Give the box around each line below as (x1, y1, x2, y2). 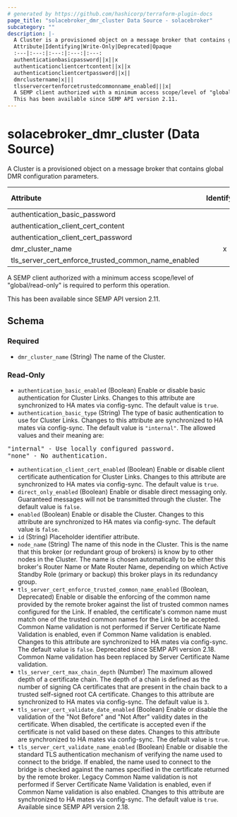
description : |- (7, 30, 55, 37)
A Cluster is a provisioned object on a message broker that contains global (7, 164, 224, 173)
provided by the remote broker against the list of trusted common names (17, 600, 229, 608)
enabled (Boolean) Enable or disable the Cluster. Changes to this (17, 510, 205, 518)
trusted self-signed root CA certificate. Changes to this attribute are (17, 690, 214, 698)
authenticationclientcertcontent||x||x (13, 63, 131, 70)
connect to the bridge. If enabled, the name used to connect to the (17, 757, 212, 766)
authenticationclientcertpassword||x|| (13, 69, 131, 76)
